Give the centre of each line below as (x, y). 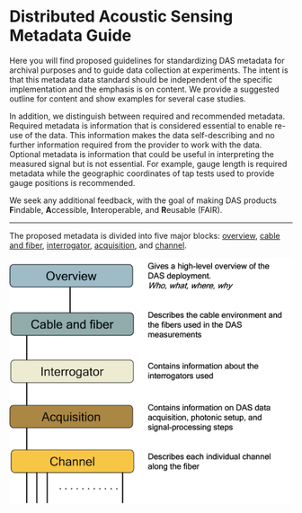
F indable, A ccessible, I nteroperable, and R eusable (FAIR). (116, 209)
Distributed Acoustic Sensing (121, 17)
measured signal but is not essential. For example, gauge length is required (148, 164)
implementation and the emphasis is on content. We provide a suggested (145, 89)
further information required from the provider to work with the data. (136, 145)
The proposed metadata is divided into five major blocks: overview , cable (145, 235)
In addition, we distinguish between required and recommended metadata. (147, 116)
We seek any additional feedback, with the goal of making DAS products (143, 200)
